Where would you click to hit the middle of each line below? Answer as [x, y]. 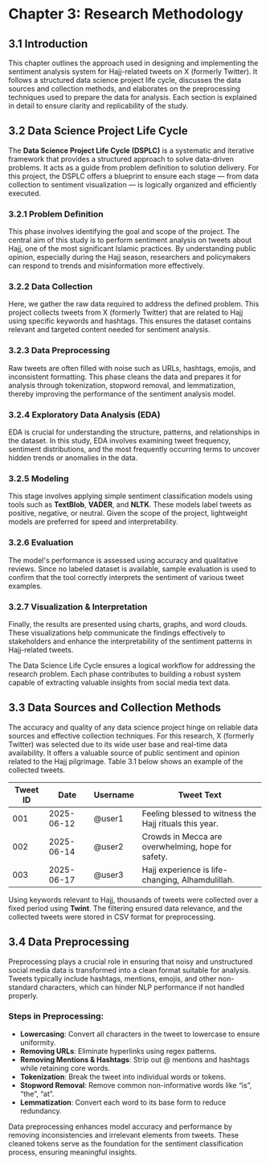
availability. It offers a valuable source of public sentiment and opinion [124, 752]
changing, [161, 879]
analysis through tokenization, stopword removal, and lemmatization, [122, 385]
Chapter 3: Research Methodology [126, 14]
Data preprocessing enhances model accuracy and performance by [121, 1126]
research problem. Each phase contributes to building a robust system [125, 673]
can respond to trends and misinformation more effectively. [106, 266]
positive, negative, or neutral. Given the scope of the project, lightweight [128, 513]
